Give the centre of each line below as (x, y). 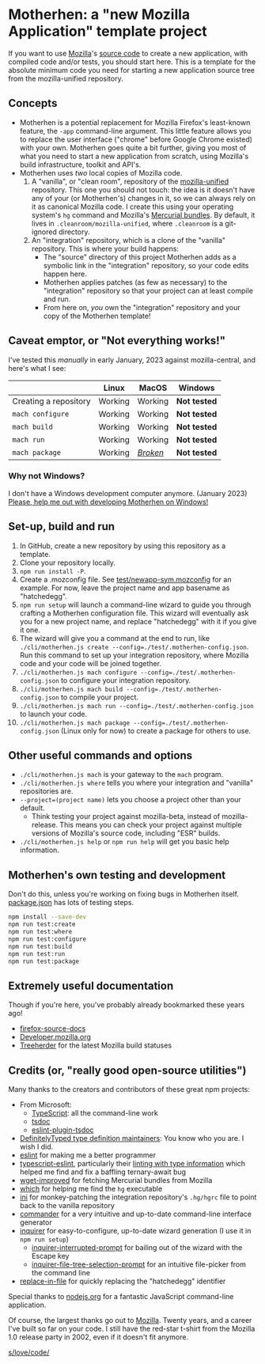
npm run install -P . (53, 570)
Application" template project (108, 31)
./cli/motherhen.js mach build (71, 689)
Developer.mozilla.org (55, 1037)
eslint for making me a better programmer (88, 1155)
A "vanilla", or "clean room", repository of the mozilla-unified (130, 181)
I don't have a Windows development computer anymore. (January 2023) (128, 493)
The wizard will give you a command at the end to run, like (115, 638)
